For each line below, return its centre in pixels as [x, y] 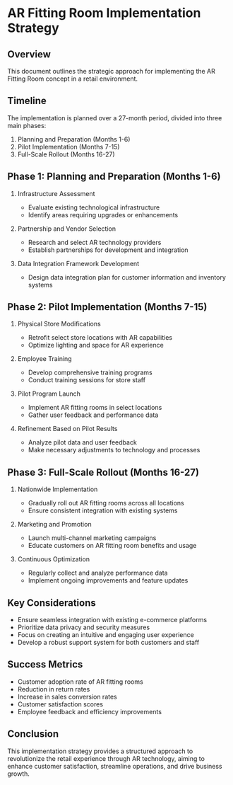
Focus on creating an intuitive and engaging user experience [106, 635]
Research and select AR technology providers [95, 242]
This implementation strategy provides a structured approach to [100, 751]
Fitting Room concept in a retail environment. [73, 79]
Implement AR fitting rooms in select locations [95, 408]
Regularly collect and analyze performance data [98, 573]
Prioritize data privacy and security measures [84, 627]
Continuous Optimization [54, 559]
